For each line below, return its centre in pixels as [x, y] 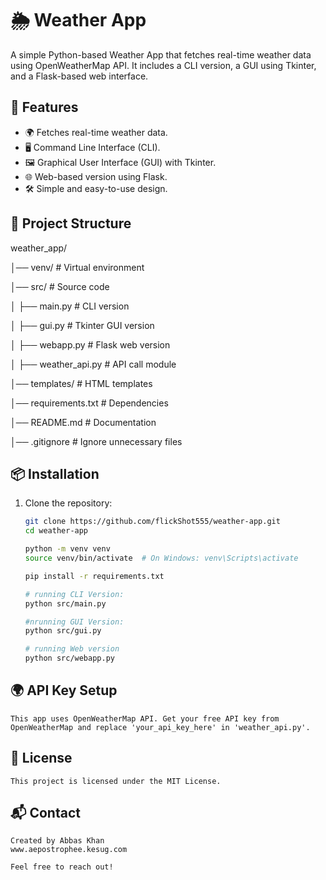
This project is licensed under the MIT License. [116, 781]
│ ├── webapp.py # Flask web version [90, 344]
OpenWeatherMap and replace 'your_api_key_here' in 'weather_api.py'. [160, 727]
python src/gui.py [63, 631]
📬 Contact [45, 813]
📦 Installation [55, 473]
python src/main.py [65, 603]
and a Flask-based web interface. [79, 76]
